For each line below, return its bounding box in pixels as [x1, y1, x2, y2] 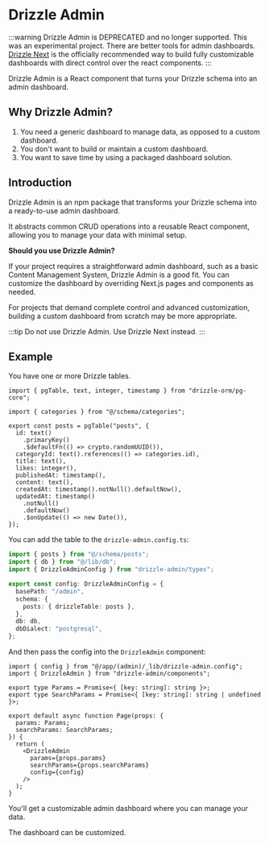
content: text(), [15, 478, 74, 486]
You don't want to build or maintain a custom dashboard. [19, 143, 209, 154]
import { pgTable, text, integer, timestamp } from [8, 387, 185, 395]
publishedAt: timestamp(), [15, 471, 106, 480]
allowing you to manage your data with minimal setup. [8, 230, 188, 239]
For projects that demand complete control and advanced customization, [8, 302, 250, 312]
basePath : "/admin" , [15, 587, 85, 595]
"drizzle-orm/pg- [188, 387, 247, 395]
